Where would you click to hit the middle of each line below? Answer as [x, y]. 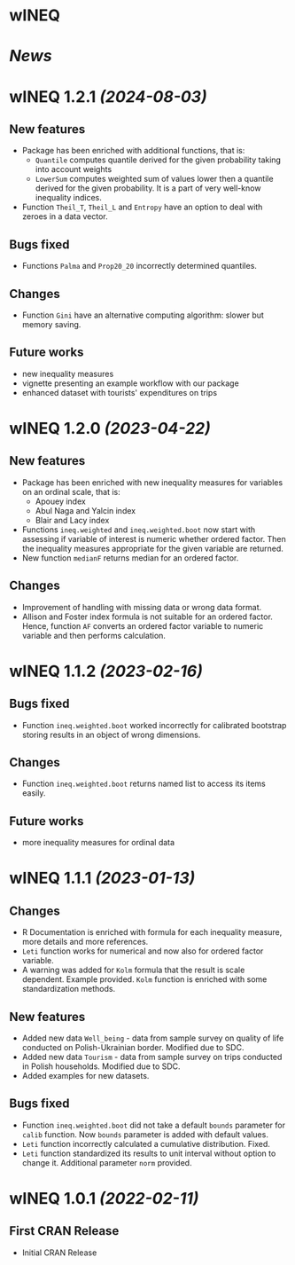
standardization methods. [69, 989]
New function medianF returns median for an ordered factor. [130, 558]
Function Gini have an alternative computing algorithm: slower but [143, 315]
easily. [34, 793]
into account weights [74, 169]
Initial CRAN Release [59, 1253]
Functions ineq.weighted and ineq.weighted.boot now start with [138, 530]
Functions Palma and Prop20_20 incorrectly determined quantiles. [139, 266]
